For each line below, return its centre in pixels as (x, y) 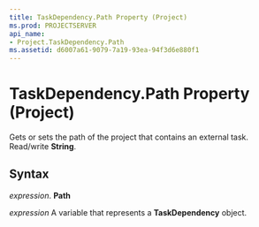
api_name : (27, 34)
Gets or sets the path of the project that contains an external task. (129, 137)
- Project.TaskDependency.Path (67, 42)
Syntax (29, 174)
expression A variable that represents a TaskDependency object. (128, 212)
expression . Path (40, 195)
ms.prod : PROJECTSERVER (53, 26)
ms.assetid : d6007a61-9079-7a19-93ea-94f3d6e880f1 (104, 50)
